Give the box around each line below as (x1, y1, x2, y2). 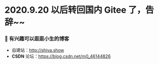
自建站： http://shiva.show (11, 47, 64, 53)
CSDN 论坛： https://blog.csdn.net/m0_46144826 (11, 53, 111, 59)
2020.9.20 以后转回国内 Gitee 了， (4, 4, 146, 16)
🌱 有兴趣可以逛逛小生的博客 (4, 35, 69, 42)
